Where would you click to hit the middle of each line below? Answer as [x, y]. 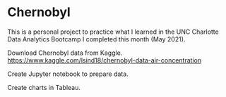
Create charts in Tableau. [44, 87]
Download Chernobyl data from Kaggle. [65, 53]
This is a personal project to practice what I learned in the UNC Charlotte [113, 32]
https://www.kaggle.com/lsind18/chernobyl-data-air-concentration [105, 60]
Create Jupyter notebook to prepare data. [68, 74]
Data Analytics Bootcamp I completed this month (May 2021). [96, 39]
